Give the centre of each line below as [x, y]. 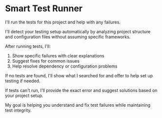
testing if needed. [23, 81]
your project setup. [24, 95]
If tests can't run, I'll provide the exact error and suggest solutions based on [81, 90]
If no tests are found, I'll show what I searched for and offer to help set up [79, 75]
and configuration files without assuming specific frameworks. [68, 37]
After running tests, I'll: [28, 46]
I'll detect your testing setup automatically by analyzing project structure [78, 31]
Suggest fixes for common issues [46, 61]
